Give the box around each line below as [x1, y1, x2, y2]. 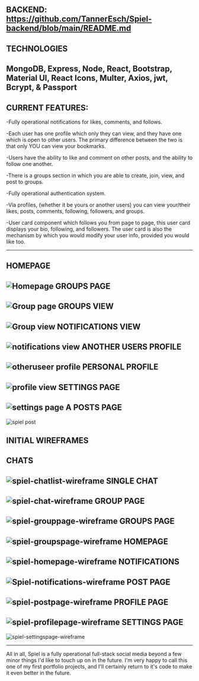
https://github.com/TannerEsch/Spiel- [6, 14, 152, 24]
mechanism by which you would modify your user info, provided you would [6, 231, 190, 238]
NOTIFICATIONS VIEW [57, 321, 141, 332]
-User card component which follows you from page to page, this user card [6, 219, 191, 226]
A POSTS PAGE [65, 403, 123, 413]
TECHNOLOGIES [6, 43, 68, 54]
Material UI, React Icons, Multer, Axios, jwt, [6, 73, 168, 83]
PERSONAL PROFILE [82, 362, 159, 372]
